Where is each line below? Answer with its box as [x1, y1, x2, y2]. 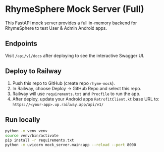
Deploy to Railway [5, 67, 62, 75]
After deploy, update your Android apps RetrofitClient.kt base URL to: [12, 96, 160, 102]
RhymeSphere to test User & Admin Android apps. [5, 25, 108, 31]
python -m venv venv [5, 129, 48, 134]
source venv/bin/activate [5, 133, 58, 138]
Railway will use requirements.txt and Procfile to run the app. [12, 91, 141, 97]
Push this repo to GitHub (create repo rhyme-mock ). [12, 80, 115, 86]
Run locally [5, 115, 41, 124]
